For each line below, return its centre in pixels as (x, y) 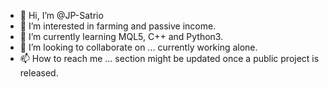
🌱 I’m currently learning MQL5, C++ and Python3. (121, 36)
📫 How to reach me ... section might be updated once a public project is (169, 58)
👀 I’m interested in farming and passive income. (118, 26)
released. (39, 73)
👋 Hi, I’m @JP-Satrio (61, 15)
